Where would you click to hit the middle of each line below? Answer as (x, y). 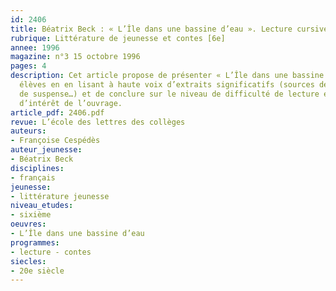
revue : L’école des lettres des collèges (98, 122)
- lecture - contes (51, 252)
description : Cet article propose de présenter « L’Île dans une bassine (167, 76)
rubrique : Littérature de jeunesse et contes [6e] (118, 38)
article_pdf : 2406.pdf (57, 112)
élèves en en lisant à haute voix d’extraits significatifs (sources (167, 85)
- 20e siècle (37, 271)
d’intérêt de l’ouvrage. (71, 103)
